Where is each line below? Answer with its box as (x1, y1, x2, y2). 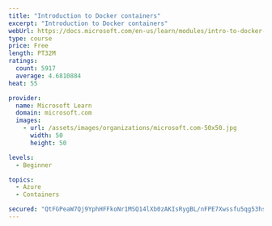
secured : (8, 205, 38, 214)
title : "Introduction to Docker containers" (8, 11, 161, 20)
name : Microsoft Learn (15, 102, 92, 110)
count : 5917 (15, 65, 57, 73)
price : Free (8, 42, 49, 50)
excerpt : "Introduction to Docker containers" (8, 19, 168, 27)
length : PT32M (8, 49, 57, 57)
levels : (8, 153, 35, 161)
